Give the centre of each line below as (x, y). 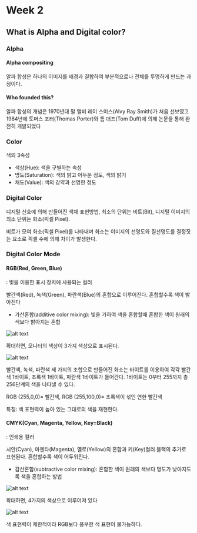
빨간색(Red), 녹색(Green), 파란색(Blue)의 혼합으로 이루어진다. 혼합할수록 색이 (95, 294)
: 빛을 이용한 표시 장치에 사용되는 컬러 (49, 282)
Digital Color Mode (33, 254)
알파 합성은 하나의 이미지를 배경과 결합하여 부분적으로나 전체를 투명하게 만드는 (96, 76)
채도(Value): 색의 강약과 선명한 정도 (55, 182)
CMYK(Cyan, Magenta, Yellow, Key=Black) (59, 423)
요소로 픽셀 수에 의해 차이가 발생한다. (54, 239)
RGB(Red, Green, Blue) (34, 269)
